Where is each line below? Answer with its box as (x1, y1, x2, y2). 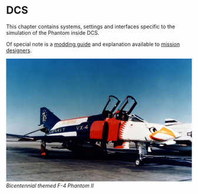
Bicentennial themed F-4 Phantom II (6, 182, 94, 189)
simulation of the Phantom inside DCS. (6, 29, 100, 36)
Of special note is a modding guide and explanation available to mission (6, 41, 180, 48)
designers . (6, 46, 32, 53)
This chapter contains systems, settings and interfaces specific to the (6, 23, 176, 30)
